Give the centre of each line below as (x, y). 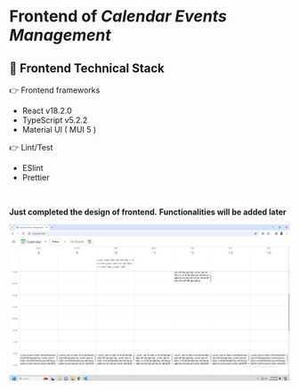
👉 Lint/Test (31, 147)
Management (60, 35)
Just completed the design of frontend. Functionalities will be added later (148, 212)
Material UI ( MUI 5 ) (59, 130)
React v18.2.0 (47, 110)
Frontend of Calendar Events (118, 16)
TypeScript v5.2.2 (55, 120)
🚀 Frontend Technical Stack (87, 68)
